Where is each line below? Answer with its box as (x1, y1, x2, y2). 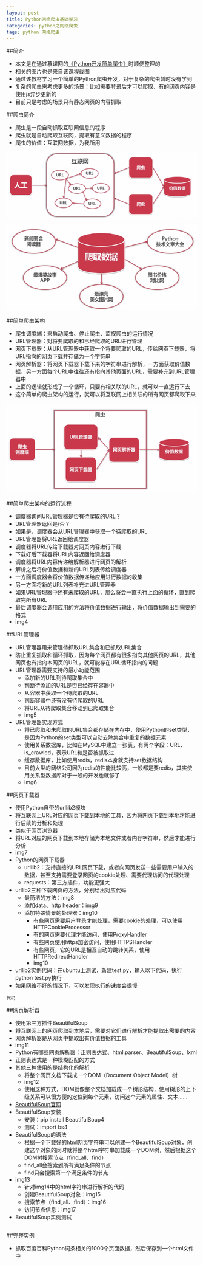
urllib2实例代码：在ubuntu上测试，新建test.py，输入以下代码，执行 (15, 967, 182, 974)
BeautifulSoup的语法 (15, 1131, 67, 1138)
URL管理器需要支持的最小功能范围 (15, 666, 101, 674)
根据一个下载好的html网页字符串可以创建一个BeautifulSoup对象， (24, 1139, 187, 1146)
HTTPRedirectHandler (33, 953, 88, 960)
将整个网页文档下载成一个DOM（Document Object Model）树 (24, 1071, 178, 1078)
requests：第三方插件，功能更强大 (24, 878, 110, 886)
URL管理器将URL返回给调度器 (15, 535, 90, 542)
